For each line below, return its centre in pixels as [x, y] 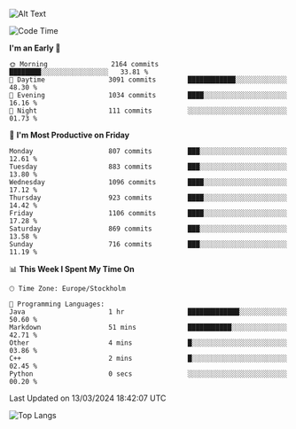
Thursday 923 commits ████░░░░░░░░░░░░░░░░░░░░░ [148, 198]
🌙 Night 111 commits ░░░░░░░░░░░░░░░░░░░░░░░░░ [148, 111]
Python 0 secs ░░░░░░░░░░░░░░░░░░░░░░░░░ [148, 374]
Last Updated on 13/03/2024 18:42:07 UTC [88, 398]
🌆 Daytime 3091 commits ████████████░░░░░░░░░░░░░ [148, 80]
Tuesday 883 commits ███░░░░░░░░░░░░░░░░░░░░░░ [148, 167]
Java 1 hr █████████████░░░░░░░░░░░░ [148, 312]
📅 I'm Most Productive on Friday [70, 135]
